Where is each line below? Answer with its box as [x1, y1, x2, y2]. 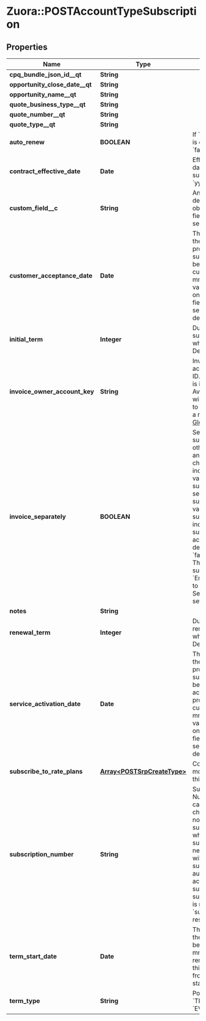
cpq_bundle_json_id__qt [9, 71, 82, 79]
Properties [6, 42, 48, 52]
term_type [9, 996, 40, 1005]
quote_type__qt [9, 120, 56, 128]
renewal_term [9, 628, 51, 637]
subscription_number [9, 850, 74, 858]
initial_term [9, 335, 43, 343]
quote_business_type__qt [9, 100, 86, 109]
